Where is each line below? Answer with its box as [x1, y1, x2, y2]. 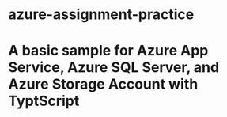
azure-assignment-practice [8, 6, 195, 24]
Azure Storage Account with [8, 75, 199, 93]
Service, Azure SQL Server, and [8, 58, 220, 77]
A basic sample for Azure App [8, 42, 209, 60]
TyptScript [8, 92, 80, 110]
